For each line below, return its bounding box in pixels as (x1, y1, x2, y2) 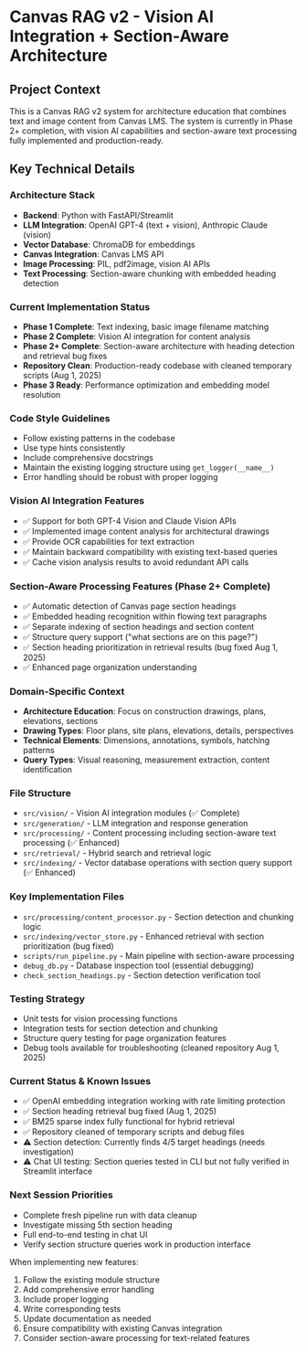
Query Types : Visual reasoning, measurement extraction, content (22, 754, 270, 765)
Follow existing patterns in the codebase (22, 432, 175, 444)
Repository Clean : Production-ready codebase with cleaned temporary (22, 359, 292, 371)
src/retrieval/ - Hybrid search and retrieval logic (22, 847, 212, 858)
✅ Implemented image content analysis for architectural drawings (22, 526, 269, 537)
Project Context (9, 81, 100, 97)
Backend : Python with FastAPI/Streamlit (22, 209, 174, 220)
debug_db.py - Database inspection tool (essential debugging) (22, 960, 254, 971)
